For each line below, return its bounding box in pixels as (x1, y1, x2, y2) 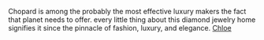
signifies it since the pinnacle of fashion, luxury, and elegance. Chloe (8, 24, 232, 32)
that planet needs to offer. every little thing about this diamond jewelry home (8, 15, 256, 24)
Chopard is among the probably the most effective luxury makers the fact (8, 7, 247, 16)
